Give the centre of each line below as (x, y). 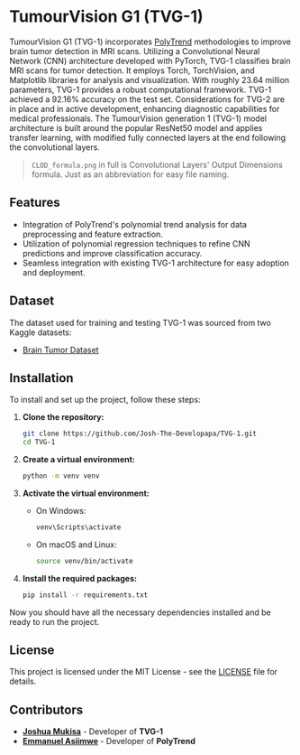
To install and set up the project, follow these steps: (105, 400)
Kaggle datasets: (41, 332)
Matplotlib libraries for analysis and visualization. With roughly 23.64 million (150, 79)
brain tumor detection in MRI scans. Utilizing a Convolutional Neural (135, 51)
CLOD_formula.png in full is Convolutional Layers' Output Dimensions (157, 164)
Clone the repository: (63, 417)
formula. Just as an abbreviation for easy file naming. (130, 174)
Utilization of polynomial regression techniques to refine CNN (136, 243)
